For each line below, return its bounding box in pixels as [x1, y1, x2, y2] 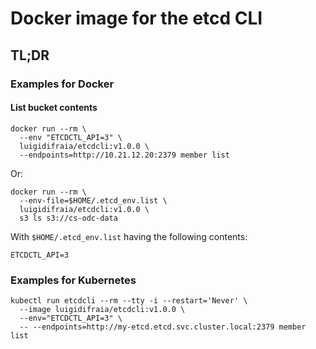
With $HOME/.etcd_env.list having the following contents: [10, 230, 248, 242]
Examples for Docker [10, 77, 115, 91]
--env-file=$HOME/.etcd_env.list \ [19, 195, 168, 206]
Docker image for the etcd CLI [10, 7, 263, 30]
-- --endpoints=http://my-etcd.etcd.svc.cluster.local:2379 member [19, 322, 307, 332]
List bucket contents [10, 102, 98, 114]
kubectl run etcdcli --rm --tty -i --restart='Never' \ [10, 296, 248, 306]
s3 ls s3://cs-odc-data [19, 213, 118, 223]
